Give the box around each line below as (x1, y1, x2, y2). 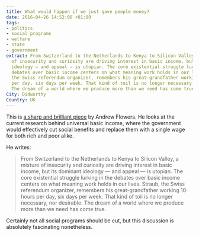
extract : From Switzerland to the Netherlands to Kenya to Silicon (6, 53, 176, 59)
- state (6, 42, 25, 48)
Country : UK (6, 97, 36, 103)
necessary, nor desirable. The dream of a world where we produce (20, 199, 184, 206)
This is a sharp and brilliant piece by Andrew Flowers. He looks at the (6, 113, 175, 120)
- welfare (6, 36, 31, 42)
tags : (6, 20, 20, 25)
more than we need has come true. (20, 205, 107, 212)
